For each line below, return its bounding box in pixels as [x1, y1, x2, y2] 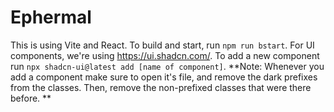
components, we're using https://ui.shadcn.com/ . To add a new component [10, 49, 320, 61]
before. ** [10, 92, 52, 104]
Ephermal [10, 6, 92, 29]
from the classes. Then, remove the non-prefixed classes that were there [10, 81, 312, 93]
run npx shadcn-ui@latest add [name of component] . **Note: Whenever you [10, 60, 325, 72]
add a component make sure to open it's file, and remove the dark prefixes [10, 71, 318, 83]
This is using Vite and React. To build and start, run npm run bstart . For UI [10, 39, 315, 51]
